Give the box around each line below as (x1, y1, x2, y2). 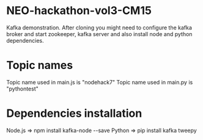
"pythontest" (6, 85, 39, 92)
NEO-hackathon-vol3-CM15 (6, 4, 152, 18)
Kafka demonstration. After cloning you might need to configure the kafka (6, 24, 193, 31)
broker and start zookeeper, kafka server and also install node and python (6, 30, 193, 37)
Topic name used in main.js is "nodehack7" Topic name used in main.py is (6, 78, 193, 86)
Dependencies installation (6, 106, 142, 120)
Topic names (6, 59, 73, 72)
